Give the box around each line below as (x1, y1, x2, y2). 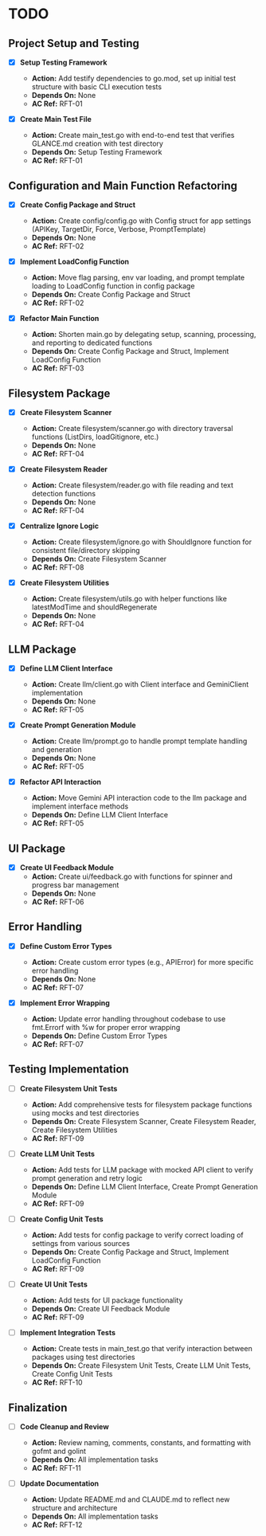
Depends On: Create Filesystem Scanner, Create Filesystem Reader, (31, 1116, 256, 1126)
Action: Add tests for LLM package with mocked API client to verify (31, 1165, 253, 1174)
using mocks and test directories (31, 1108, 139, 1118)
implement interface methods (31, 801, 129, 811)
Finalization (8, 1401, 68, 1414)
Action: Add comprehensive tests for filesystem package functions (31, 1099, 252, 1109)
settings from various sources (31, 1239, 130, 1248)
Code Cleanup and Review (19, 1421, 109, 1431)
